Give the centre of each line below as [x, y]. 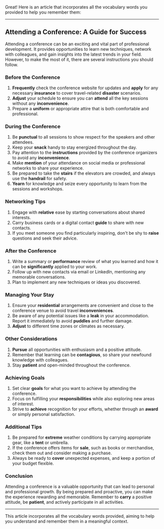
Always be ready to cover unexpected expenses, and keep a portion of [83, 458]
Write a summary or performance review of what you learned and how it [85, 261]
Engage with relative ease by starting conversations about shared [78, 212]
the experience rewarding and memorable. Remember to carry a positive [78, 497]
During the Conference [33, 126]
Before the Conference [33, 77]
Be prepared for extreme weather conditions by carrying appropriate [82, 437]
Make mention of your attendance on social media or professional [79, 163]
